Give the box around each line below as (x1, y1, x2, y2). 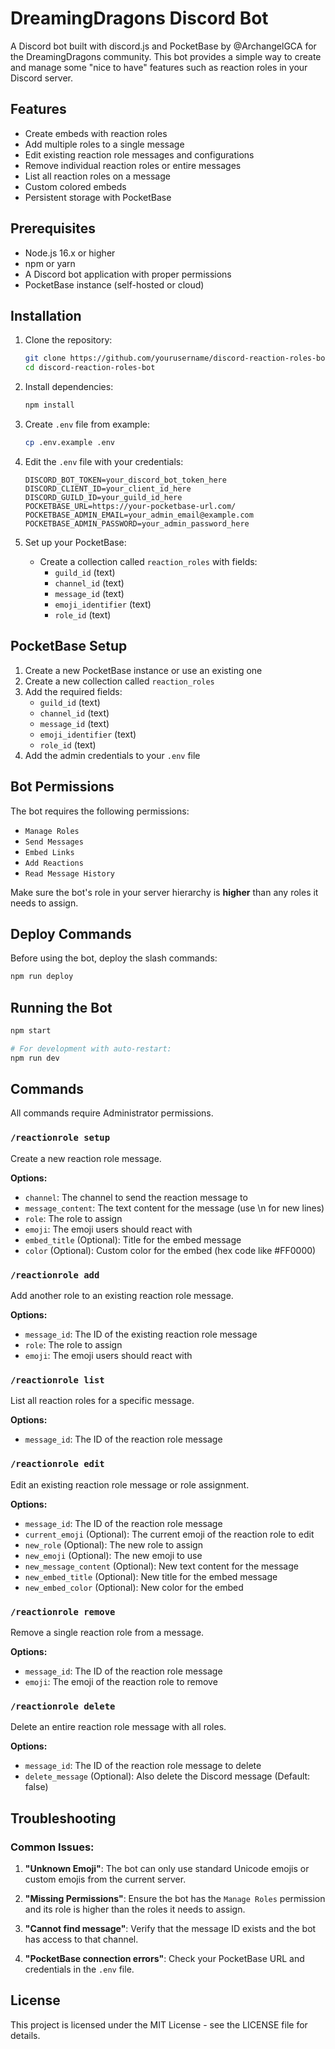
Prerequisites (10, 220, 96, 237)
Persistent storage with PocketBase (24, 191, 172, 203)
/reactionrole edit (10, 1458, 105, 1470)
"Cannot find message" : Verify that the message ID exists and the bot (24, 1922, 317, 1934)
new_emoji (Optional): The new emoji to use (24, 1549, 203, 1561)
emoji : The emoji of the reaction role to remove (24, 1675, 218, 1687)
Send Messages (24, 837, 84, 847)
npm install (24, 400, 75, 411)
